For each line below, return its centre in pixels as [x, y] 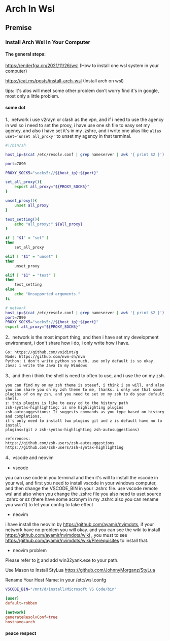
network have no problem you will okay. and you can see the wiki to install [83, 530]
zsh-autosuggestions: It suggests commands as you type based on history [85, 412]
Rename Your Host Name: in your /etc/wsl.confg [56, 580]
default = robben [21, 603]
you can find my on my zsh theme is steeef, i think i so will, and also [85, 385]
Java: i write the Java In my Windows [46, 366]
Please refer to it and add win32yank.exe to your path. [62, 560]
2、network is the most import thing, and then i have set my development [82, 337]
